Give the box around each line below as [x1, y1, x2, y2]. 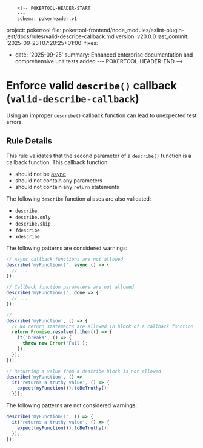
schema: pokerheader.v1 [17, 16, 78, 22]
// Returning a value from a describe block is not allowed [6, 368, 162, 374]
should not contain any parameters [15, 176, 103, 184]
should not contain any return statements [15, 183, 119, 190]
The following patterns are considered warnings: [6, 244, 128, 252]
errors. [6, 118, 23, 125]
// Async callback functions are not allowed [6, 256, 123, 262]
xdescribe [15, 233, 41, 240]
